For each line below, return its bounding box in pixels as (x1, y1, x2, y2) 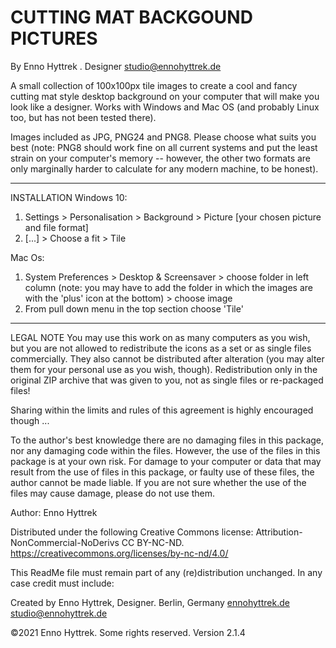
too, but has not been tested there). (10, 111, 157, 123)
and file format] (24, 221, 89, 233)
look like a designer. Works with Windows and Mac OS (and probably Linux (10, 101, 320, 113)
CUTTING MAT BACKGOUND (10, 6, 253, 29)
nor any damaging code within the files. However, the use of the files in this (10, 444, 321, 456)
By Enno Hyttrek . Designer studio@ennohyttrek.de (10, 60, 222, 72)
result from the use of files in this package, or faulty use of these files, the (10, 466, 315, 478)
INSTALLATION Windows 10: (10, 191, 128, 203)
